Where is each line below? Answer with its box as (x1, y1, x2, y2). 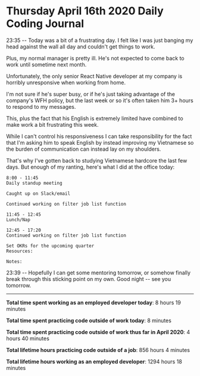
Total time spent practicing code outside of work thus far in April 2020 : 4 (6, 328, 190, 335)
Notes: (6, 258, 23, 264)
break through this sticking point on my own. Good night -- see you (6, 275, 171, 282)
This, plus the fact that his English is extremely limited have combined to (6, 115, 183, 122)
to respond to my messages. (6, 103, 76, 110)
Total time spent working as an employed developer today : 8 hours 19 (6, 299, 182, 306)
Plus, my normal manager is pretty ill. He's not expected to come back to (6, 54, 185, 62)
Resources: (6, 248, 33, 254)
